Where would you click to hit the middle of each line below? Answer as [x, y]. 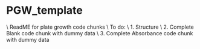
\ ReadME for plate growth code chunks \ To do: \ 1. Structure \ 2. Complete [100, 27]
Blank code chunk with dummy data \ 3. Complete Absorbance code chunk [100, 33]
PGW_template [44, 10]
